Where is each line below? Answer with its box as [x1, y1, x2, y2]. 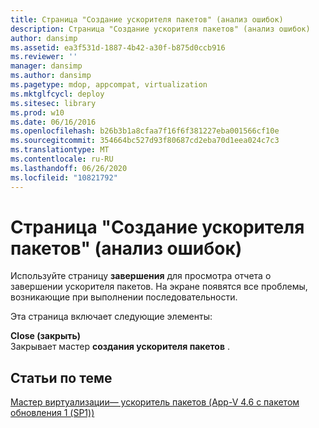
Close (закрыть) [10, 330, 81, 342]
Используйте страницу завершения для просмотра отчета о [10, 270, 272, 282]
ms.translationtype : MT [10, 145, 110, 155]
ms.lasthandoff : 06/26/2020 [10, 163, 128, 173]
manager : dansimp [10, 61, 83, 71]
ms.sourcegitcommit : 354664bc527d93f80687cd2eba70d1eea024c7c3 [10, 136, 280, 146]
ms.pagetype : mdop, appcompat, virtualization [10, 80, 208, 90]
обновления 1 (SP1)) [10, 407, 95, 419]
